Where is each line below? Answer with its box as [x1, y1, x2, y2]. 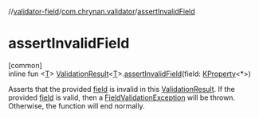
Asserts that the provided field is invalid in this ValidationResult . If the [8, 84, 235, 93]
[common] [8, 60, 42, 70]
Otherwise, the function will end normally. [8, 101, 145, 110]
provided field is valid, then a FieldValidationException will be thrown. [8, 93, 236, 102]
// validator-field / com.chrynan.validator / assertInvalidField [8, 7, 195, 16]
